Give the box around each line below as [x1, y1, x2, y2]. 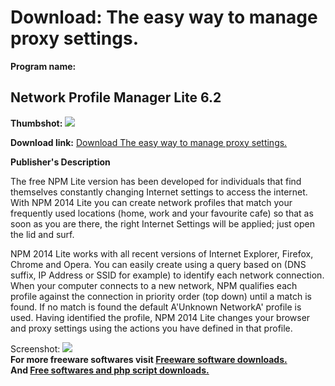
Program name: [10, 60, 77, 72]
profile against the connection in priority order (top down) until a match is [10, 290, 312, 302]
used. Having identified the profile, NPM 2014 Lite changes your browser [10, 311, 311, 323]
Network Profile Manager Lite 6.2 [10, 89, 222, 106]
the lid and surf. [10, 228, 75, 240]
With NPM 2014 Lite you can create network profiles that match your [10, 196, 293, 208]
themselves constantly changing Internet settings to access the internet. [10, 186, 308, 198]
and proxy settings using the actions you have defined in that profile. [10, 322, 293, 334]
